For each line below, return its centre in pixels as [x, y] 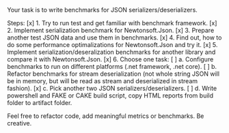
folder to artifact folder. [40, 103]
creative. [19, 123]
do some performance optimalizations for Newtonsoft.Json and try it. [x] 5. [112, 45]
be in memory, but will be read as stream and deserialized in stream [103, 81]
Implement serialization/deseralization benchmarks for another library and [111, 52]
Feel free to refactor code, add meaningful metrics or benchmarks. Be [106, 116]
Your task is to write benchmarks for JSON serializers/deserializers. [103, 10]
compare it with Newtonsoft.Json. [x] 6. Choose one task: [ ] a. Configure [110, 59]
